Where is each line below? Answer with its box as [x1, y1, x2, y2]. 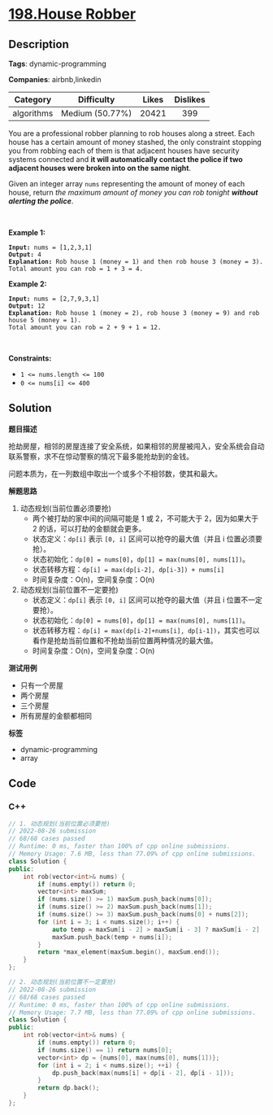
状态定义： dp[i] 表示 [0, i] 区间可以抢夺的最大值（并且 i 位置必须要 [32, 534, 262, 544]
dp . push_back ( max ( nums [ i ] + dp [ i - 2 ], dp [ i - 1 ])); [51, 1069, 235, 1077]
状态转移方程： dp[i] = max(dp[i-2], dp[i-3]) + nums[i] [32, 564, 225, 574]
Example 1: [8, 228, 46, 237]
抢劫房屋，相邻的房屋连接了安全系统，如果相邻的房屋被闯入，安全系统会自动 [8, 441, 265, 451]
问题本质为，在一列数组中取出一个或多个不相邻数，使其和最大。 [8, 469, 222, 479]
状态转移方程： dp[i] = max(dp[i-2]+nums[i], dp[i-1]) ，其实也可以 [32, 625, 260, 635]
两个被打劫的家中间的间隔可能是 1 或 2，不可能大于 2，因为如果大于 [32, 514, 259, 523]
